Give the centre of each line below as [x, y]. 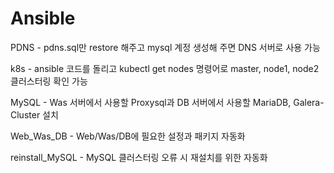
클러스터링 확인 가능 [49, 81]
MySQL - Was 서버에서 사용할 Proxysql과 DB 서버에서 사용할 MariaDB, [151, 102]
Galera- [309, 102]
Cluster [25, 114]
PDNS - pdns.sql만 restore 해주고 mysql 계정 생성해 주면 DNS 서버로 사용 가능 [165, 47]
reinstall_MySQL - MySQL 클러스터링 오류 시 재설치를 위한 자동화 [139, 157]
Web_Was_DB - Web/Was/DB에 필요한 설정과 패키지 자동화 [128, 136]
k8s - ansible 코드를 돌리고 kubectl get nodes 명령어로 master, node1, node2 [165, 68]
